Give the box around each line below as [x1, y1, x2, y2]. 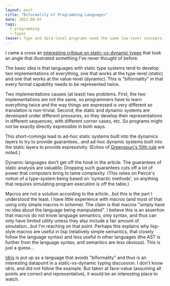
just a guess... [5, 244, 35, 250]
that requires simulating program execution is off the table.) [5, 181, 129, 187]
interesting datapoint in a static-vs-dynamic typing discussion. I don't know [5, 260, 163, 266]
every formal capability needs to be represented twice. [5, 81, 120, 87]
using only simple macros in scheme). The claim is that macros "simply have [5, 201, 165, 207]
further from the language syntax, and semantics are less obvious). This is [5, 239, 161, 245]
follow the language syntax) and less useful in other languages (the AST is [5, 234, 161, 240]
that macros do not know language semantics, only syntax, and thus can [5, 212, 157, 218]
